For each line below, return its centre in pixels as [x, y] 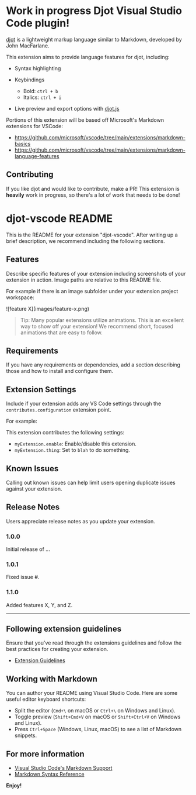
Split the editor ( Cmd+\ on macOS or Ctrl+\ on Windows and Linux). [95, 711]
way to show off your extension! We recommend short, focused [97, 326]
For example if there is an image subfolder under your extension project [92, 291]
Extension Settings [41, 390]
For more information [45, 754]
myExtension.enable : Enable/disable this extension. [76, 444]
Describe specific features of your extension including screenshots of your [96, 273]
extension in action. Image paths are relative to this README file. [84, 280]
